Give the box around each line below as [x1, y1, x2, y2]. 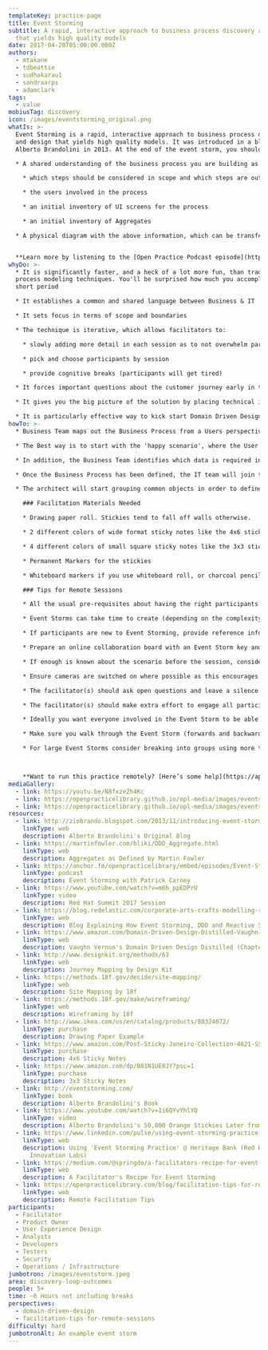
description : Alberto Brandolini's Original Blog [22, 832, 191, 840]
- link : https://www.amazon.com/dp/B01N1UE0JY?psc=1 [15, 1063, 195, 1071]
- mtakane [15, 57, 48, 65]
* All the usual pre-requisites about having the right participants [22, 600, 259, 608]
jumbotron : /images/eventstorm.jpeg [8, 1270, 130, 1278]
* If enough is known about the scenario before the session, [22, 658, 234, 666]
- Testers [15, 1248, 48, 1256]
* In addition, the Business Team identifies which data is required [15, 456, 251, 464]
